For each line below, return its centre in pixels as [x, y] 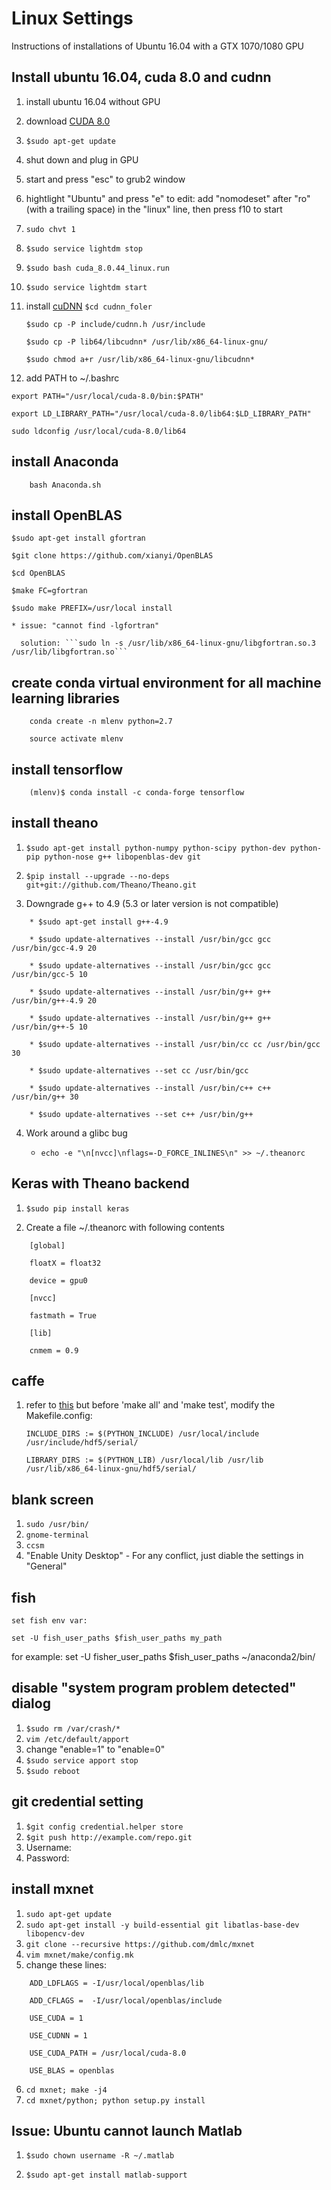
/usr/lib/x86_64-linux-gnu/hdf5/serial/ [111, 1469]
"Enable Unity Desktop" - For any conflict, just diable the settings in [164, 1556]
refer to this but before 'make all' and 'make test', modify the [150, 1405]
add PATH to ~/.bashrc [72, 378]
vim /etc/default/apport [77, 1739]
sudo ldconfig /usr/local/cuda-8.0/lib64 [99, 431]
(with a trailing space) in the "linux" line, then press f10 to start [154, 209]
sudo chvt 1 [50, 229]
